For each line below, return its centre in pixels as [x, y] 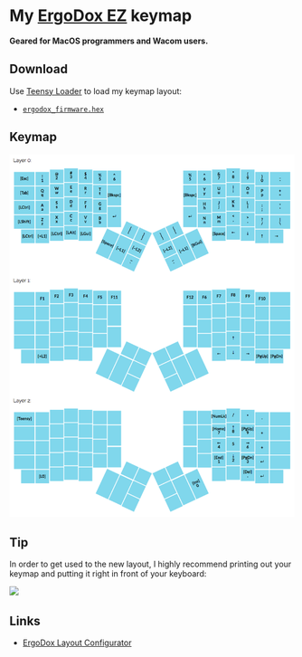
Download [38, 69]
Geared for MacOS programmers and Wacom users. [109, 41]
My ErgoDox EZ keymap [101, 16]
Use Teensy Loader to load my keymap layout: [96, 90]
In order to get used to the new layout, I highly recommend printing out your [151, 564]
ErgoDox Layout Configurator [77, 643]
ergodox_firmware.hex [63, 109]
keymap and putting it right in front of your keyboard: [108, 574]
